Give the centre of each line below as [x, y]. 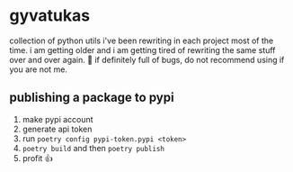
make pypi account [58, 119]
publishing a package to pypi [92, 98]
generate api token [57, 129]
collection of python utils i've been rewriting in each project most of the [142, 41]
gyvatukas [50, 16]
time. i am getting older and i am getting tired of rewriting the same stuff [142, 50]
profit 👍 [37, 158]
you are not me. [38, 69]
